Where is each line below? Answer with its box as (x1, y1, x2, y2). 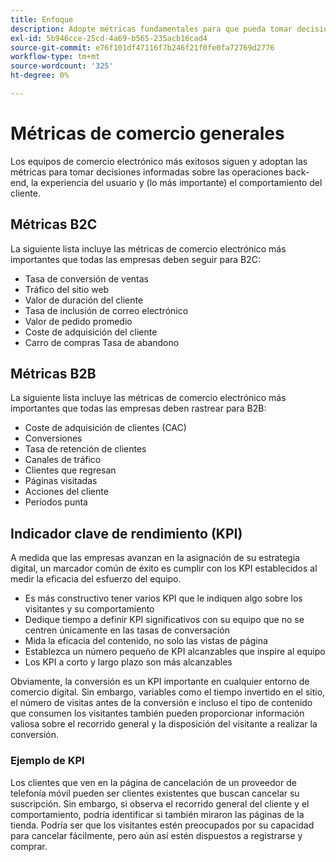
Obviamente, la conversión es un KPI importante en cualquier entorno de (10, 676, 310, 688)
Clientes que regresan (24, 464, 117, 476)
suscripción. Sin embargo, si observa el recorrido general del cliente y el (10, 797, 310, 810)
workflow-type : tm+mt (10, 52, 101, 62)
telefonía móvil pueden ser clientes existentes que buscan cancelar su (10, 787, 300, 799)
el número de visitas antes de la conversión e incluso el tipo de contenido (10, 697, 313, 709)
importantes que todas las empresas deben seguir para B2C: (10, 253, 262, 265)
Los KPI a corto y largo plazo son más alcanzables (24, 656, 233, 668)
